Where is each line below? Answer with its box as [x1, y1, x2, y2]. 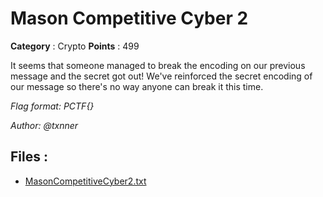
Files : [10, 148, 48, 166]
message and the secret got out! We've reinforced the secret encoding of [10, 70, 313, 82]
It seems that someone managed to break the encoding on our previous [10, 59, 306, 71]
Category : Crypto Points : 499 [10, 40, 140, 52]
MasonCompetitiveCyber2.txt [24, 175, 147, 187]
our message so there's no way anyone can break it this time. [10, 80, 264, 92]
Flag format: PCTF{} [10, 100, 95, 112]
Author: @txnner [10, 119, 79, 131]
